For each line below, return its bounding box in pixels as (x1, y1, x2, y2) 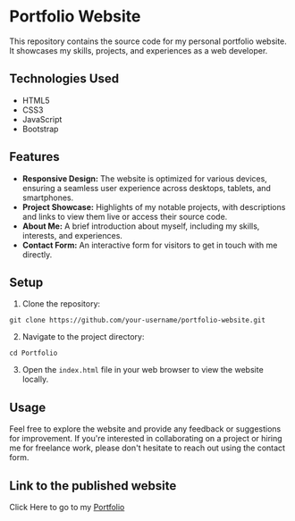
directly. (21, 248, 53, 260)
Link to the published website (9, 478, 177, 493)
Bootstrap (21, 123, 59, 134)
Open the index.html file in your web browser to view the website (21, 365, 264, 375)
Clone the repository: (21, 298, 101, 309)
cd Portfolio (9, 349, 58, 358)
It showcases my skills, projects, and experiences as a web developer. (9, 45, 268, 55)
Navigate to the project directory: (21, 332, 145, 342)
